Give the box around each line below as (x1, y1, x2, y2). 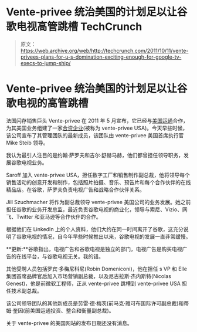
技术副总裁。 (11, 287, 42, 294)
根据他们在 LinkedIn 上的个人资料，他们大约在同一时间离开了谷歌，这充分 (6, 225, 184, 232)
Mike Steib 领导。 (6, 139, 49, 146)
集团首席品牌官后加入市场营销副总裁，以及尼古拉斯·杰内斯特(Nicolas (6, 272, 172, 279)
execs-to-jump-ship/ (20, 59, 71, 66)
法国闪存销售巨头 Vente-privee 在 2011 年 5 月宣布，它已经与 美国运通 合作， (6, 117, 189, 124)
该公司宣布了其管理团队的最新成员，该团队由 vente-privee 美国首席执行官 (6, 131, 184, 138)
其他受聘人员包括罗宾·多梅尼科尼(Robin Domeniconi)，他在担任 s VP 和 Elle (6, 265, 188, 272)
